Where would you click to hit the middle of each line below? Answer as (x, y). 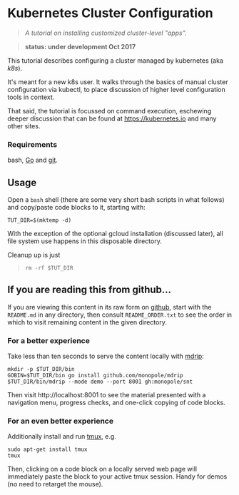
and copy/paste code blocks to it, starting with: (76, 208)
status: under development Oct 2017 (80, 46)
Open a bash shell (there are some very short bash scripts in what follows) (116, 200)
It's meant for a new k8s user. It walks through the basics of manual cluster (118, 82)
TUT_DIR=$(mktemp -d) (40, 220)
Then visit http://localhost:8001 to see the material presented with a (107, 395)
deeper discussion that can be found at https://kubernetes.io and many (112, 118)
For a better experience (49, 340)
